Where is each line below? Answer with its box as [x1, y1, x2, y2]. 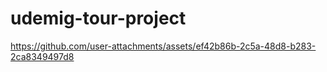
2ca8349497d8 [10, 50, 75, 62]
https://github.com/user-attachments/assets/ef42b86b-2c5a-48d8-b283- [10, 40, 317, 52]
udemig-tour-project [10, 7, 187, 30]
